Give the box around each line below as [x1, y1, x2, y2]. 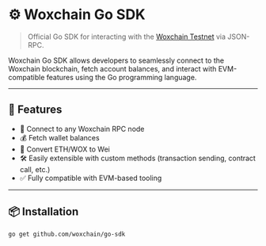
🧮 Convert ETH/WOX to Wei [19, 144, 111, 154]
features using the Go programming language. [46, 72, 197, 82]
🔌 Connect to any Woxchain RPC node [19, 124, 145, 133]
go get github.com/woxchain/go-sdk [8, 230, 126, 238]
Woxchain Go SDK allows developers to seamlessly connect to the [8, 56, 224, 65]
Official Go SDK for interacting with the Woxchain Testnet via [27, 32, 226, 41]
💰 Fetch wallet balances [19, 133, 101, 142]
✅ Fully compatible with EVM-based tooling [19, 173, 162, 183]
